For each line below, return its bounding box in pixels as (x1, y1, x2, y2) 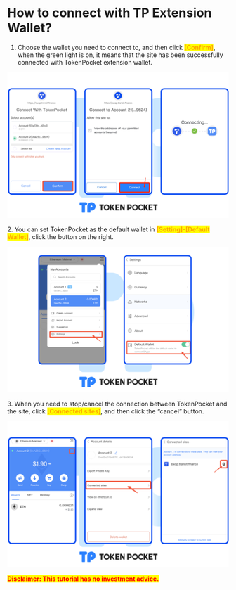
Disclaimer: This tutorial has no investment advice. (7, 575, 159, 583)
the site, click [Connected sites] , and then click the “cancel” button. (7, 407, 204, 416)
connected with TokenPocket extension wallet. (17, 58, 152, 66)
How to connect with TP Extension (7, 5, 212, 21)
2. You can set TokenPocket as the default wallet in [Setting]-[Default (7, 225, 210, 233)
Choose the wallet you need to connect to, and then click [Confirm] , (17, 43, 216, 51)
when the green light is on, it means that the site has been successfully (17, 51, 223, 59)
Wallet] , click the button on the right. (7, 233, 114, 241)
